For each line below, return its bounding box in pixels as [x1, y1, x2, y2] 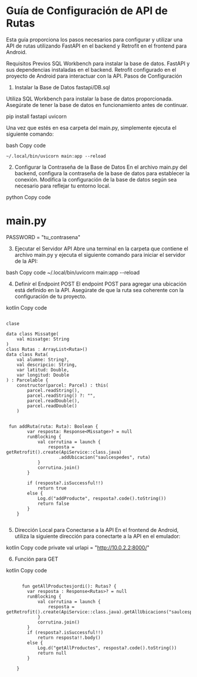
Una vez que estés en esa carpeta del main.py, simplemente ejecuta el [6, 124, 177, 131]
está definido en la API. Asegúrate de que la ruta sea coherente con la [14, 286, 184, 293]
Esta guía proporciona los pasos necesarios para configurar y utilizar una [6, 36, 183, 43]
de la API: [14, 257, 38, 264]
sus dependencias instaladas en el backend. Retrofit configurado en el [6, 66, 176, 73]
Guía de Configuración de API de [6, 4, 168, 18]
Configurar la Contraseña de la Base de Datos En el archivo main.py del [14, 163, 188, 170]
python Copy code [6, 193, 51, 200]
